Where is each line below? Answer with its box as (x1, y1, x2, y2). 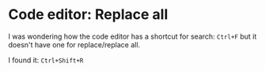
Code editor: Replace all (8, 6, 168, 24)
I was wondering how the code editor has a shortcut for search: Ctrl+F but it (8, 32, 257, 41)
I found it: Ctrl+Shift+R (8, 55, 84, 65)
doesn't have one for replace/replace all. (8, 39, 141, 49)
